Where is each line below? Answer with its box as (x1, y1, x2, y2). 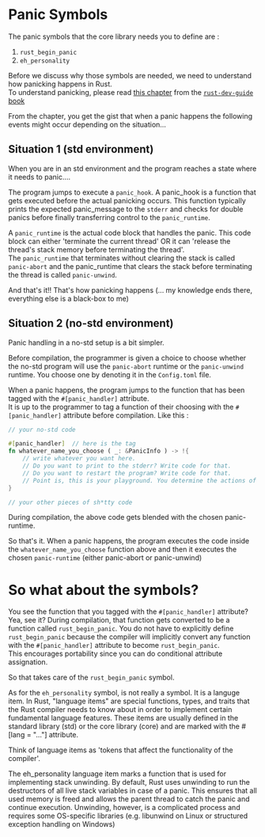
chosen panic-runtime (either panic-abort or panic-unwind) (8, 553, 203, 562)
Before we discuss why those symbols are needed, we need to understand (8, 70, 252, 80)
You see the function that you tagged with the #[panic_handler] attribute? (8, 607, 249, 616)
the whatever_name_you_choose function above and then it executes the (8, 544, 237, 555)
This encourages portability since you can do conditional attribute (8, 649, 223, 658)
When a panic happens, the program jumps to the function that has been (8, 385, 245, 395)
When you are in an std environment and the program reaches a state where (8, 164, 257, 173)
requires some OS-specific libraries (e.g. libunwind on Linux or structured (8, 811, 248, 820)
